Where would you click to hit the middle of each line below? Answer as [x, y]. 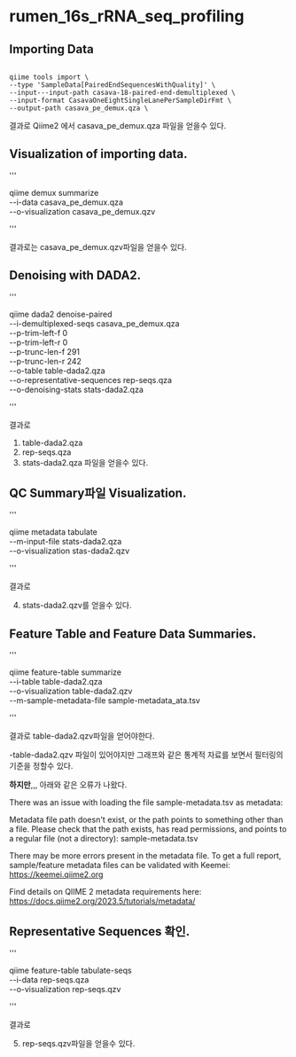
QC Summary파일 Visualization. [98, 493]
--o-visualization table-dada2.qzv [71, 691]
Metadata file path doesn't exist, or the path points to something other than [146, 820]
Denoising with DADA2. [75, 275]
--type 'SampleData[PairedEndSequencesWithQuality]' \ [113, 85]
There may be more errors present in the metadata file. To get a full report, [145, 856]
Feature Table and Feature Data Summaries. [133, 634]
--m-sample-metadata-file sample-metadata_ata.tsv [105, 701]
